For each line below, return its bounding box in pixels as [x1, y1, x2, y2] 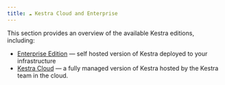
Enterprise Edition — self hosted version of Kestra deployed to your [16, 49, 208, 58]
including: [7, 36, 36, 45]
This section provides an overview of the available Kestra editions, [7, 29, 194, 37]
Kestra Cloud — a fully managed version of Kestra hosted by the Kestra [16, 64, 219, 72]
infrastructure [16, 56, 56, 65]
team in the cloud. [16, 71, 69, 80]
